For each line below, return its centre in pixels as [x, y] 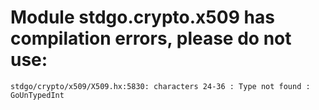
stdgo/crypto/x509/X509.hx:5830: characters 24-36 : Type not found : [160, 86]
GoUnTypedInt [37, 95]
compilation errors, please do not [151, 38]
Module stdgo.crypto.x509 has [142, 17]
